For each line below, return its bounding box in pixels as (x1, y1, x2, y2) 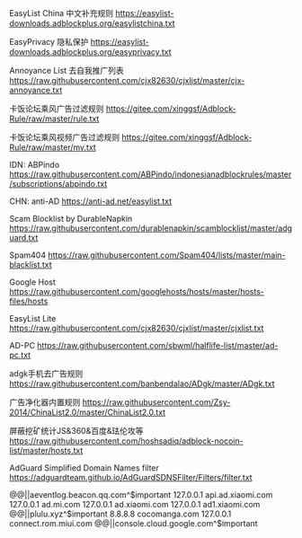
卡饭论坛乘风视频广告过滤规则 (9, 132, 120, 142)
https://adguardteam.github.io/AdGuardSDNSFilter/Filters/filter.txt (9, 472, 253, 482)
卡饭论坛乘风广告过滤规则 (9, 103, 104, 114)
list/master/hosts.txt (9, 445, 84, 455)
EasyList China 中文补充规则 (9, 8, 114, 18)
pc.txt (9, 349, 31, 360)
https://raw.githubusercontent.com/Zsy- (82, 397, 231, 407)
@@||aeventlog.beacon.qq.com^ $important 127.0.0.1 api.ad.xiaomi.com (9, 489, 273, 500)
